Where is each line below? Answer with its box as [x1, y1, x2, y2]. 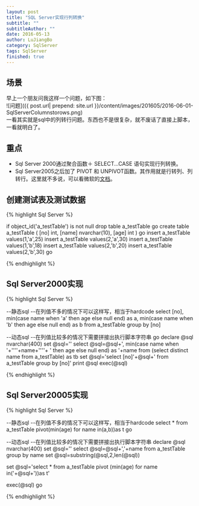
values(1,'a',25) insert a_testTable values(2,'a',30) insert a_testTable [6, 236, 173, 243]
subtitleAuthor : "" [6, 25, 55, 32]
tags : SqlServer [6, 48, 47, 54]
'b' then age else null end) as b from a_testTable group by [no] [6, 321, 161, 328]
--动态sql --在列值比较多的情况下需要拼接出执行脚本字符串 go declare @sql [6, 333, 194, 341]
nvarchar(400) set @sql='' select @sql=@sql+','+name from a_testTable [6, 444, 186, 452]
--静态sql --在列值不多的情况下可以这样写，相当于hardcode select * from [6, 419, 188, 426]
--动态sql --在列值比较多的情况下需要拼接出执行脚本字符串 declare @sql [6, 438, 186, 445]
